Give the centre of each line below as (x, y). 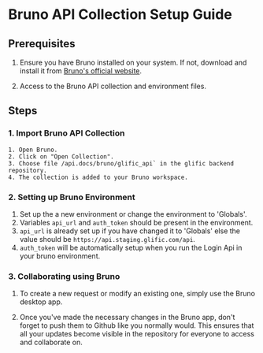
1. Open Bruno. (33, 150)
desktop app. (41, 302)
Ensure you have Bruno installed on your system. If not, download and (133, 62)
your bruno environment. (60, 256)
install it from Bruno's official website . (81, 71)
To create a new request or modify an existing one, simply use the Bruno (137, 294)
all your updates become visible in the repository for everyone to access (137, 334)
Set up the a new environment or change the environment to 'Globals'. (133, 214)
